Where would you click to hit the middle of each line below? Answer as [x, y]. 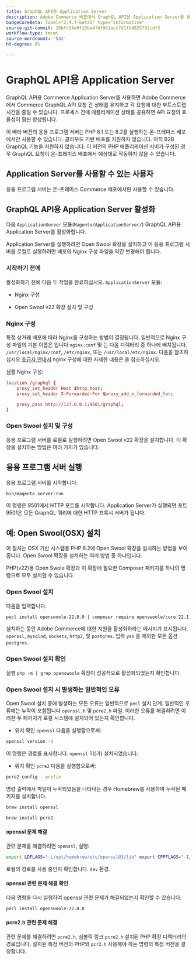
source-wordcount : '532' [36, 39]
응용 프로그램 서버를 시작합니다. [42, 482]
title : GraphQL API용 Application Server [56, 11]
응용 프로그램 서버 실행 [44, 467]
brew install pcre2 [30, 818]
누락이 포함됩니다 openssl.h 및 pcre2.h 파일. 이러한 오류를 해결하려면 [101, 710]
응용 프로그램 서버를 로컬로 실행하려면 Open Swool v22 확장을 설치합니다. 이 [94, 440]
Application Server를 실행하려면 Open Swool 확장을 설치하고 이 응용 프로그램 [95, 244]
